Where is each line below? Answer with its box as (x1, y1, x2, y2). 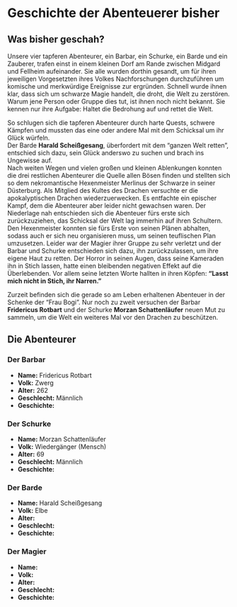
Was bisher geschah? (7, 33, 105, 45)
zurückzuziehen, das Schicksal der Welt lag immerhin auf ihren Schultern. (7, 216, 223, 225)
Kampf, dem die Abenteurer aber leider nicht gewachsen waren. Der (7, 201, 207, 210)
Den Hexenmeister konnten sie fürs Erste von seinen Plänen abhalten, (7, 224, 211, 232)
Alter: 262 (17, 386, 48, 394)
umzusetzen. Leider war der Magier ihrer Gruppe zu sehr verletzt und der (7, 239, 221, 247)
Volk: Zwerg (17, 378, 54, 387)
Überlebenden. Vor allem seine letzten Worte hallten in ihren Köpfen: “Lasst (7, 269, 229, 277)
